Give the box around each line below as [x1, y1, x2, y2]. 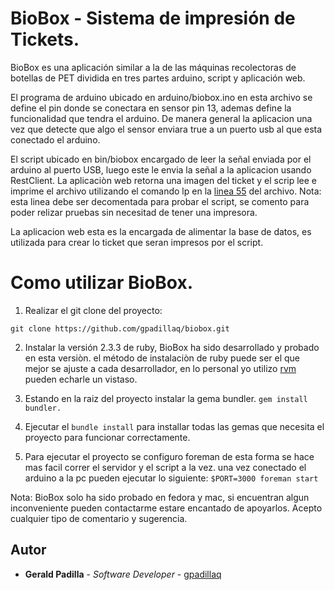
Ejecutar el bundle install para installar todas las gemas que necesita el [24, 420, 325, 432]
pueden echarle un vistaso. [24, 373, 138, 385]
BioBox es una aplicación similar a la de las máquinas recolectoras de [10, 61, 297, 73]
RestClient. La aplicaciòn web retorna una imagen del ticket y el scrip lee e [10, 174, 318, 186]
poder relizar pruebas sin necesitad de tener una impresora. [10, 206, 258, 218]
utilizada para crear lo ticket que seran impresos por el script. [10, 236, 264, 248]
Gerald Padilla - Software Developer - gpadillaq [24, 568, 222, 580]
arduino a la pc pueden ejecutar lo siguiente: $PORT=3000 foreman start [24, 472, 319, 484]
